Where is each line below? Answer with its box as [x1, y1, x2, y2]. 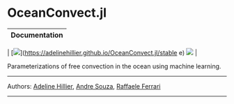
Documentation [10, 30, 64, 40]
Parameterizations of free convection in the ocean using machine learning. [7, 61, 221, 70]
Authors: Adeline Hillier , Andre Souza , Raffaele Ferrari [7, 82, 161, 90]
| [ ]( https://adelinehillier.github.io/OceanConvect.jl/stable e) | [7, 48, 197, 57]
